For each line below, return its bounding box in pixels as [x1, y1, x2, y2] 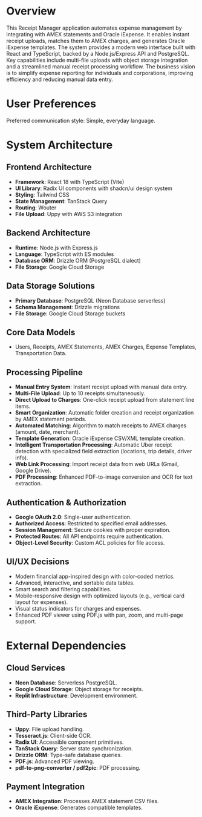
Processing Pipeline [6, 367, 83, 378]
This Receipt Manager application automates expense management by [6, 24, 183, 31]
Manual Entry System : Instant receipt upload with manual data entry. [15, 383, 188, 391]
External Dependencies [6, 638, 126, 652]
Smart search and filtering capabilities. [15, 585, 112, 592]
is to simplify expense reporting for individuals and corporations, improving [6, 69, 194, 76]
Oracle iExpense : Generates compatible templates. [15, 804, 143, 812]
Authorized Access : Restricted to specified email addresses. [15, 519, 168, 527]
